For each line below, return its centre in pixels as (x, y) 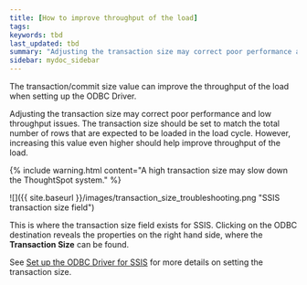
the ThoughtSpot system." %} (65, 180)
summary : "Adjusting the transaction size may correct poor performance (151, 52)
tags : (20, 26)
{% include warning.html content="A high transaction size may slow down (149, 170)
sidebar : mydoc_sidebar (55, 60)
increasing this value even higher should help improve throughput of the (145, 143)
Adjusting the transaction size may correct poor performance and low (141, 114)
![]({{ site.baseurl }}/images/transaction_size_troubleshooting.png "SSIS (145, 198)
